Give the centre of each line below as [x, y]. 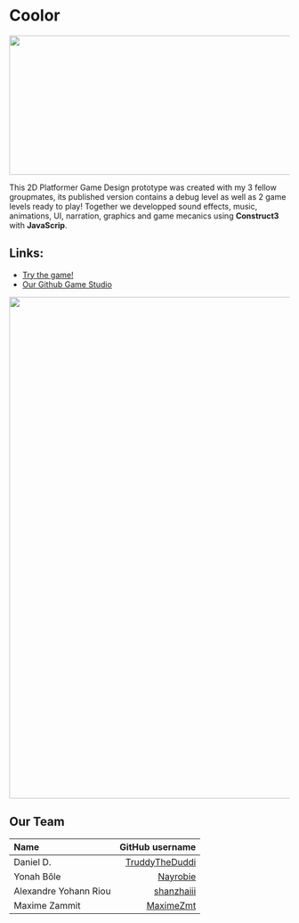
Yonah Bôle [37, 877]
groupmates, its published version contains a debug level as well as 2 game [148, 196]
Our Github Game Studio [67, 284]
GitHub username [158, 846]
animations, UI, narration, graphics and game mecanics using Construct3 [144, 216]
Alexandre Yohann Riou [62, 891]
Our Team [37, 822]
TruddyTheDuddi [161, 861]
